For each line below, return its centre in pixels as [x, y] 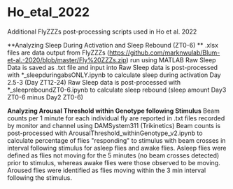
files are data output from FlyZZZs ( [58, 52]
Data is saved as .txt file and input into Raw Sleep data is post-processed [113, 67]
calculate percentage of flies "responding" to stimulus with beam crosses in [116, 140]
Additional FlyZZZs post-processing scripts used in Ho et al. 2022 [102, 31]
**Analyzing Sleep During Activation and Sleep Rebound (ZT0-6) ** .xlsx [113, 45]
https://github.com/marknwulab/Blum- [165, 52]
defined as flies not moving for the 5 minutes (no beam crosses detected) [113, 155]
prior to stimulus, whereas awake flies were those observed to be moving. [114, 162]
